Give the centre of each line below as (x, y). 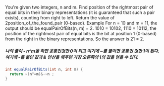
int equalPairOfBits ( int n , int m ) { (44, 69)
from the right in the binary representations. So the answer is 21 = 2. (75, 39)
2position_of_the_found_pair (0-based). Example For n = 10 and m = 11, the (81, 23)
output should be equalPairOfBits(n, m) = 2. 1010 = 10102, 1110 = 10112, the (81, 28)
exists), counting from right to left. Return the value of (60, 18)
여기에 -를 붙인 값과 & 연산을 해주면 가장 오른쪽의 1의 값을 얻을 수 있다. (72, 57)
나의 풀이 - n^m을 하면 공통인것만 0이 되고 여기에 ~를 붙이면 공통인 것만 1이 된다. (82, 51)
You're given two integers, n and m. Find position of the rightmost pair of (79, 7)
